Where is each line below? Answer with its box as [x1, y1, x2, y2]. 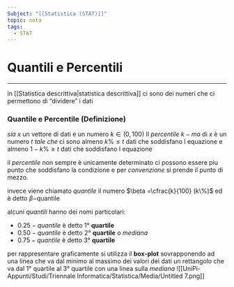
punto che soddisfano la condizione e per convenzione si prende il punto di [7, 165, 224, 175]
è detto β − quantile [7, 194, 61, 203]
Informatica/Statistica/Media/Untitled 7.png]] [77, 272, 205, 280]
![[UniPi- [176, 265, 201, 273]
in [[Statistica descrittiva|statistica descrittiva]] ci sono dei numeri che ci [7, 89, 215, 98]
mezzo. [7, 173, 29, 182]
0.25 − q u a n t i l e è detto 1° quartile [17, 221, 115, 230]
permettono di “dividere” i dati [7, 97, 93, 105]
